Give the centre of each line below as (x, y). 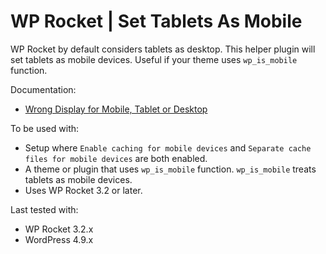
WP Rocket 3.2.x (59, 229)
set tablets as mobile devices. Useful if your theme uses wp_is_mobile (154, 59)
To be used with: (45, 128)
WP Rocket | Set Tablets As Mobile (156, 21)
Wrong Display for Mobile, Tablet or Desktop (116, 109)
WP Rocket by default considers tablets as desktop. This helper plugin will (163, 49)
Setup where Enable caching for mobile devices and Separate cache (168, 147)
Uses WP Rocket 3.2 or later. (83, 190)
